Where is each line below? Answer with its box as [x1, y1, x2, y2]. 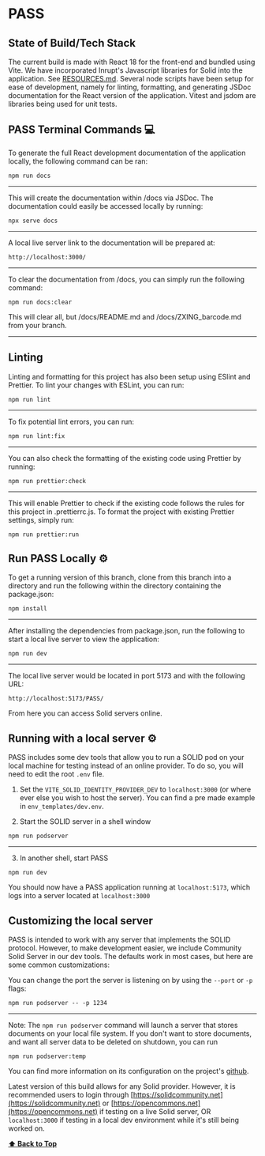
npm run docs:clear [8, 298, 73, 306]
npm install [8, 605, 47, 613]
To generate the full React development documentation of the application [8, 148, 246, 157]
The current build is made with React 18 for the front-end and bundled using [8, 57, 256, 66]
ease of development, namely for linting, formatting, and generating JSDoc [8, 82, 252, 92]
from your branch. [8, 320, 67, 330]
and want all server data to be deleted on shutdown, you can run [8, 1037, 218, 1047]
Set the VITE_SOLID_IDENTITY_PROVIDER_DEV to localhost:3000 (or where [19, 784, 252, 795]
